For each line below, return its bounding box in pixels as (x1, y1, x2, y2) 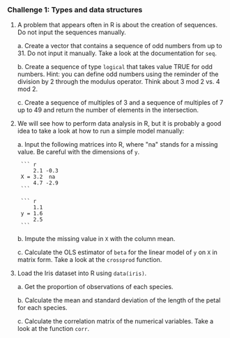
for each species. (17, 304, 68, 312)
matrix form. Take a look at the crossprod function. (17, 256, 162, 264)
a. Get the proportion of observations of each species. (17, 283, 174, 291)
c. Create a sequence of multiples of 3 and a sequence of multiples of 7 (17, 98, 224, 107)
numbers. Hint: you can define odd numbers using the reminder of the (17, 70, 219, 78)
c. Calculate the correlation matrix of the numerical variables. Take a (17, 317, 214, 325)
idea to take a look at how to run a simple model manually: (17, 127, 185, 135)
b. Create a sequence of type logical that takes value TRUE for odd (17, 63, 213, 71)
